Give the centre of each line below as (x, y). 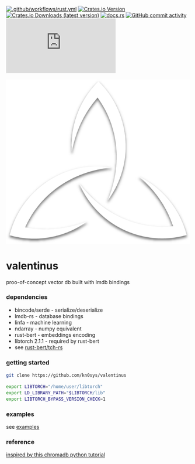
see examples (23, 427)
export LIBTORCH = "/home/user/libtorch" (55, 387)
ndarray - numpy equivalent (48, 329)
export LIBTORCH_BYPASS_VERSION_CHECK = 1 (56, 399)
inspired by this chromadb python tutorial (55, 455)
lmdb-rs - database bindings (49, 316)
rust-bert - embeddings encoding (55, 335)
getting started (28, 362)
